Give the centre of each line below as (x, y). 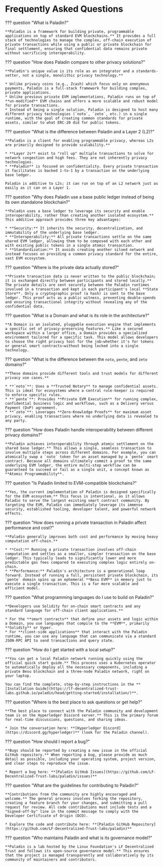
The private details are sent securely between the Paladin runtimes (77, 285)
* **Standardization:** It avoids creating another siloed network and (79, 249)
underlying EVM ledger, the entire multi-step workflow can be (71, 465)
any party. (16, 421)
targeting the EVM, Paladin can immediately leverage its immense (74, 505)
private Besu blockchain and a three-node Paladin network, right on (77, 671)
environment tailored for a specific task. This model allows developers (82, 337)
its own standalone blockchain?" (38, 202)
